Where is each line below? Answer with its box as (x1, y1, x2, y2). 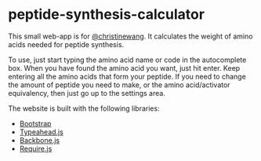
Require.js (19, 144, 53, 153)
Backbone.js (19, 135, 60, 145)
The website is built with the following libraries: (8, 104, 160, 113)
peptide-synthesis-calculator (8, 5, 205, 24)
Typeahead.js (19, 127, 64, 137)
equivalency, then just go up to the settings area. (8, 88, 166, 97)
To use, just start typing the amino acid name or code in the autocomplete (8, 55, 247, 64)
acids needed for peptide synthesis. (8, 39, 125, 49)
